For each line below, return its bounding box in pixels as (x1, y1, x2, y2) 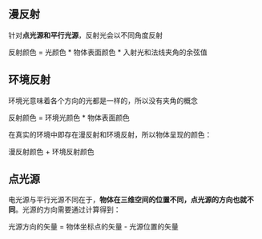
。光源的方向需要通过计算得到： (15, 205, 121, 214)
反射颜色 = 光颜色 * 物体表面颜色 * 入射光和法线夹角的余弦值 (8, 47, 208, 57)
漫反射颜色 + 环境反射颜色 (8, 146, 95, 156)
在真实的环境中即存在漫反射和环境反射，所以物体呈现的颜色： (8, 129, 212, 139)
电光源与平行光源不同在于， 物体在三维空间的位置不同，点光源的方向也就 (8, 195, 247, 205)
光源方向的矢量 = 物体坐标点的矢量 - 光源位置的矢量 (8, 222, 179, 232)
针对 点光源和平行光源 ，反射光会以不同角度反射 (8, 30, 163, 40)
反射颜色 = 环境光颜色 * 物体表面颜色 (8, 113, 131, 122)
